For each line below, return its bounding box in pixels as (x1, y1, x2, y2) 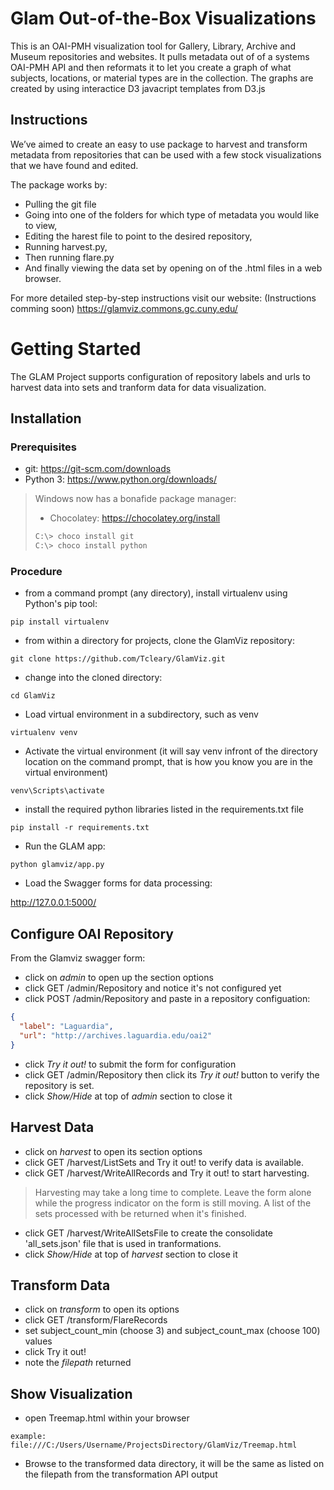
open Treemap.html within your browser (24, 1412, 190, 1424)
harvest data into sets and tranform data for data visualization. (10, 381, 267, 393)
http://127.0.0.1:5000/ (10, 897, 97, 909)
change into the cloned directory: (24, 672, 163, 684)
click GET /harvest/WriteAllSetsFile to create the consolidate (24, 1227, 274, 1239)
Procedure (10, 565, 63, 579)
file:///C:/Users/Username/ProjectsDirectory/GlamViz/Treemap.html (10, 1440, 298, 1451)
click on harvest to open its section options (24, 1145, 203, 1157)
